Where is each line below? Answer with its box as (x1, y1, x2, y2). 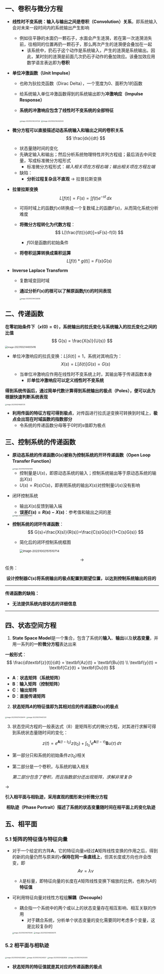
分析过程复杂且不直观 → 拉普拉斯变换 (26, 176, 102, 182)
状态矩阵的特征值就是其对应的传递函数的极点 (12, 964, 102, 970)
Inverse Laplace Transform (12, 267, 68, 273)
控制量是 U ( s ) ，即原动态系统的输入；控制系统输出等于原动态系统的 (19, 470, 152, 476)
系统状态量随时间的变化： (16, 729, 68, 736)
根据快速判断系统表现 (5, 394, 48, 400)
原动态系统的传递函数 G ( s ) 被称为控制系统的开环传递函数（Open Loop (12, 452, 151, 458)
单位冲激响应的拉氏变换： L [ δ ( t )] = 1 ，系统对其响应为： (12, 353, 123, 359)
